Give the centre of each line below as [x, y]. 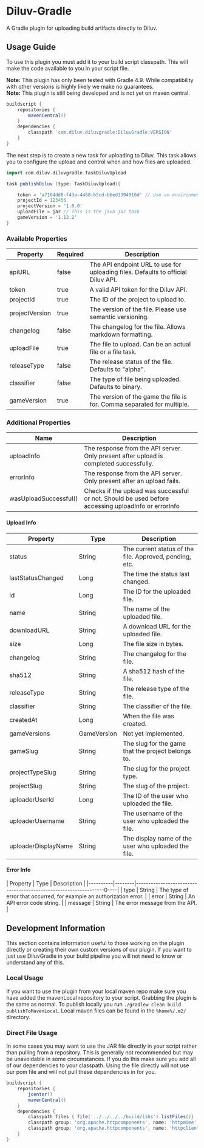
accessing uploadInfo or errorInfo [132, 506]
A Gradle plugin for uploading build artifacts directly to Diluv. [82, 28]
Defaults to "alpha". [117, 369]
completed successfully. [119, 464]
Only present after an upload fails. [132, 481]
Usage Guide [31, 47]
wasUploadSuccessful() [44, 498]
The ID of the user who [155, 796]
